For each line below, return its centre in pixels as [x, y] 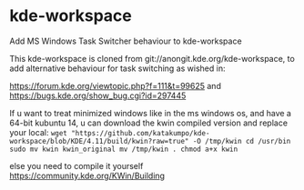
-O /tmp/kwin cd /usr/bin [242, 141]
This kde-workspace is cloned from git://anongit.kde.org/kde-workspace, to [152, 58]
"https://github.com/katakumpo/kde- [141, 133]
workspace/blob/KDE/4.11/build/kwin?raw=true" [99, 141]
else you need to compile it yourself [76, 165]
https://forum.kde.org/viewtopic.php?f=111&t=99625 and [115, 85]
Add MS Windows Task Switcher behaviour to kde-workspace [126, 41]
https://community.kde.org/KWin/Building [87, 175]
